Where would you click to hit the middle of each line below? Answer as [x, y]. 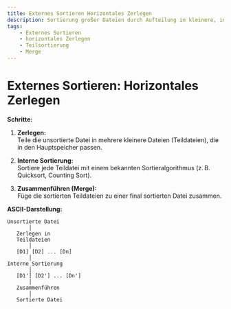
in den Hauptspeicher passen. [59, 147]
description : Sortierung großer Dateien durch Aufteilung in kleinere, [112, 20]
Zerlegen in [33, 233]
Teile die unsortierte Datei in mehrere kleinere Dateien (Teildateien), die [118, 140]
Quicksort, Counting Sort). [54, 175]
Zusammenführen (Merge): [57, 188]
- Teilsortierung [44, 45]
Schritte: [20, 119]
